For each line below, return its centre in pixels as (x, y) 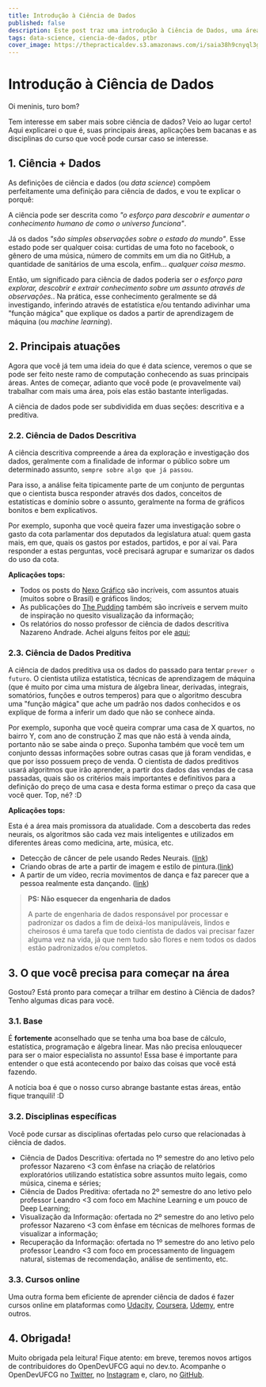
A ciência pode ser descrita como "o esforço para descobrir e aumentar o (129, 214)
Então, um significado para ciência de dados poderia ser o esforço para (125, 279)
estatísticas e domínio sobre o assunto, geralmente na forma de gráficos (127, 502)
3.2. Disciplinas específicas (63, 1116)
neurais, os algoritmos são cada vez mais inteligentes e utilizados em (121, 834)
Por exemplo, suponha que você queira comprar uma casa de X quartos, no (132, 728)
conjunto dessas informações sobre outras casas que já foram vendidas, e (130, 753)
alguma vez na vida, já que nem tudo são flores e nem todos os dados (142, 940)
